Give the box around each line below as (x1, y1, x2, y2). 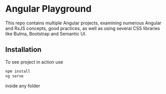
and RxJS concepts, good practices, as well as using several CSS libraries (5, 25, 160, 31)
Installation (5, 45, 42, 54)
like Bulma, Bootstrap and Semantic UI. (5, 30, 87, 37)
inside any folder (5, 82, 41, 89)
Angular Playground (5, 3, 92, 15)
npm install (5, 69, 30, 74)
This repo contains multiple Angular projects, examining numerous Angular (5, 20, 161, 26)
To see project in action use (5, 59, 63, 65)
